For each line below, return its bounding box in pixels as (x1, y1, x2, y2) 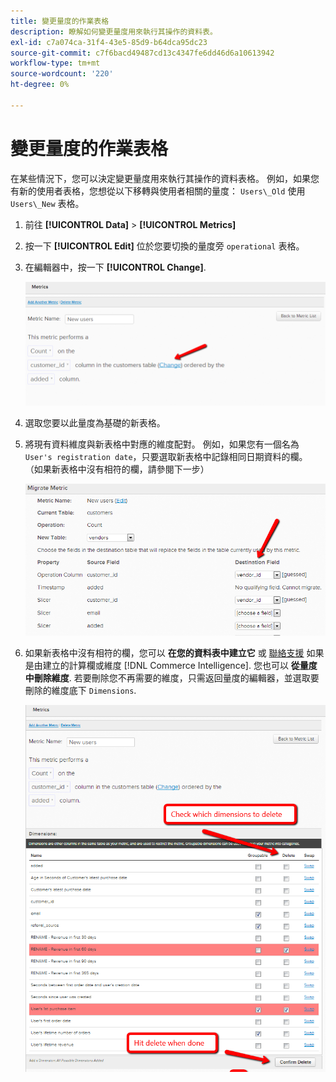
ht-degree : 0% (10, 80, 70, 90)
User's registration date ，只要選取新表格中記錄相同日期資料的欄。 (24, 451, 308, 463)
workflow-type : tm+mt (10, 58, 101, 69)
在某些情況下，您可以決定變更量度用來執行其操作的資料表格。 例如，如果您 (10, 172, 320, 184)
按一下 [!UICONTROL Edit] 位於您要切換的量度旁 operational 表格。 (24, 240, 305, 252)
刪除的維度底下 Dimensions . (24, 685, 137, 697)
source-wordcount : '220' (10, 69, 114, 79)
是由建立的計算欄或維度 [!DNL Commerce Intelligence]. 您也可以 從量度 (24, 660, 318, 672)
